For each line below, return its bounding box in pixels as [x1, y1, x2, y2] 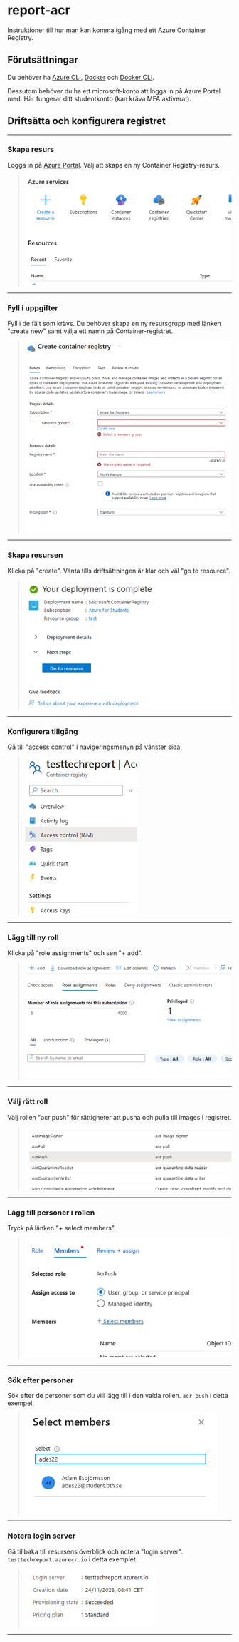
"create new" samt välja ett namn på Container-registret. [7, 327, 174, 335]
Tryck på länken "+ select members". [7, 1223, 116, 1232]
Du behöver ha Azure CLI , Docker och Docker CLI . [7, 73, 155, 81]
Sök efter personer [7, 1375, 74, 1385]
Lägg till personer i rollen [7, 1208, 95, 1218]
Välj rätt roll [7, 1097, 48, 1107]
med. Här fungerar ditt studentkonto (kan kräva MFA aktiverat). [7, 94, 192, 103]
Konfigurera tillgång [7, 726, 78, 736]
